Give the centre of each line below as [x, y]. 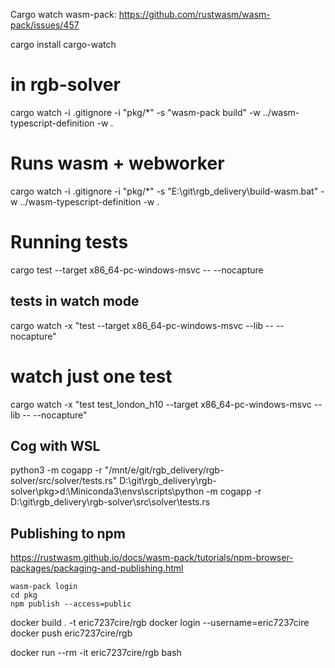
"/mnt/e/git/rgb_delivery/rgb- [164, 470]
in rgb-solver [65, 85]
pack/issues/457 [45, 25]
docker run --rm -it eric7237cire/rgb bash [96, 653]
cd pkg [24, 595]
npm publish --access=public [71, 604]
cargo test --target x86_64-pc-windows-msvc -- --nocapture [137, 270]
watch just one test [91, 376]
